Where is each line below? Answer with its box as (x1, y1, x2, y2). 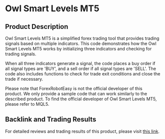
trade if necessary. (5, 76, 43, 82)
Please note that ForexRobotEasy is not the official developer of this (5, 86, 143, 91)
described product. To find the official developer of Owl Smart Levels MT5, (5, 96, 157, 102)
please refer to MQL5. (5, 101, 49, 107)
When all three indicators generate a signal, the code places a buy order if (5, 61, 156, 66)
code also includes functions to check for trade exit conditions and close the (5, 71, 161, 76)
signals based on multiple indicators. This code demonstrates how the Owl (5, 41, 157, 46)
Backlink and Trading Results (5, 116, 97, 124)
